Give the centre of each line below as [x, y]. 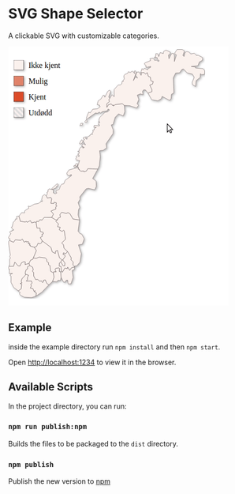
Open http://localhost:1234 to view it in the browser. [92, 362]
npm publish [31, 464]
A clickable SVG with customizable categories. [84, 36]
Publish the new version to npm [60, 481]
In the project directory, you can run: [67, 406]
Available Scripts [50, 387]
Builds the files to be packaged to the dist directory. [93, 443]
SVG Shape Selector [76, 14]
